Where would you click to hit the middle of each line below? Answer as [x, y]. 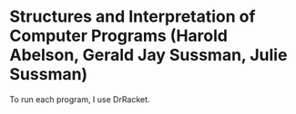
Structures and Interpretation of [133, 17]
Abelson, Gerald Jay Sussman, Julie [148, 55]
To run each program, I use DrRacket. [80, 99]
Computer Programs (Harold [118, 36]
